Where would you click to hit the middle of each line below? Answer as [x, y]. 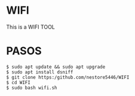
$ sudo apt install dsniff [40, 72]
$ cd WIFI [19, 82]
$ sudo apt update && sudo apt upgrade [56, 67]
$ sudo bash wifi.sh [32, 88]
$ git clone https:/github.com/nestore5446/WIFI [68, 77]
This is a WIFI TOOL [31, 27]
